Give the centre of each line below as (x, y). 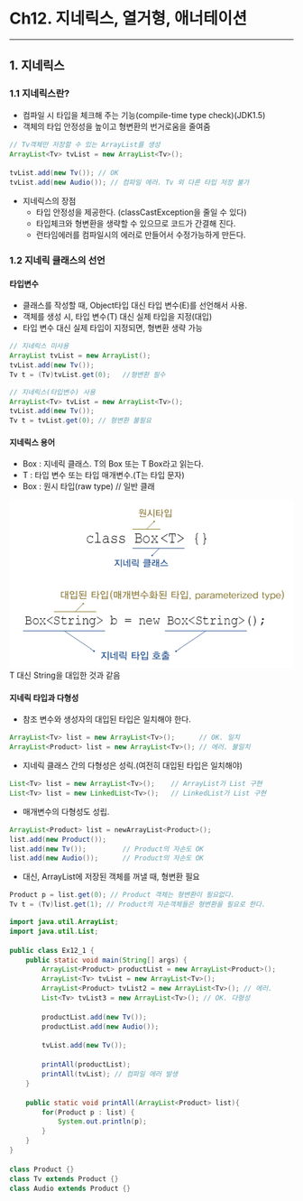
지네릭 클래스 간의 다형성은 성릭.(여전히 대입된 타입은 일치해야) (133, 765)
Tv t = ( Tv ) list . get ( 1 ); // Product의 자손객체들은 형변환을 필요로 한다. (138, 905)
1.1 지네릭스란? (40, 94)
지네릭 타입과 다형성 (44, 698)
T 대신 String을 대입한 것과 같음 (65, 675)
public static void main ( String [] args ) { (106, 960)
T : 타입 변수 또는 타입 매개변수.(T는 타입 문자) (103, 476)
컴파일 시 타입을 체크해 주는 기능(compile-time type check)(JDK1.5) (144, 115)
